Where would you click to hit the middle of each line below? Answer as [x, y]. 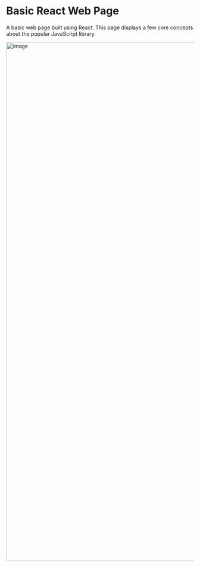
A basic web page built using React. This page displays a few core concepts [100, 27]
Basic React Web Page [62, 11]
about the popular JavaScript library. [51, 33]
